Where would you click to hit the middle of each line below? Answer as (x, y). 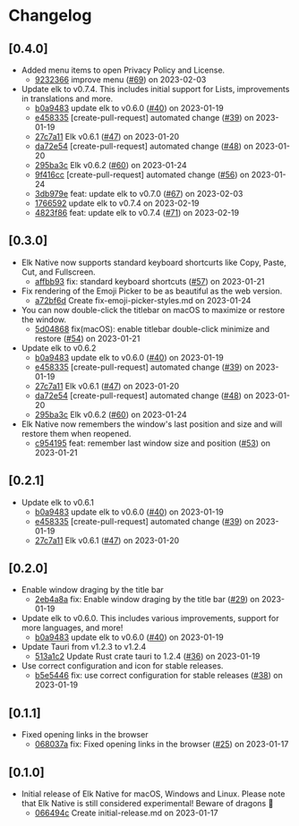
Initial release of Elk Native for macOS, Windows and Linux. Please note (153, 794)
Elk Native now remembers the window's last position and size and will (152, 424)
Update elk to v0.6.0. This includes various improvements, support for (150, 618)
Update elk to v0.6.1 (58, 502)
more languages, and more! (72, 628)
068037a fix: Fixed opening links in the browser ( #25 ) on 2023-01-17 (162, 745)
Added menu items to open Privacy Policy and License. (123, 70)
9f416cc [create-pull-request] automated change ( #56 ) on (142, 175)
